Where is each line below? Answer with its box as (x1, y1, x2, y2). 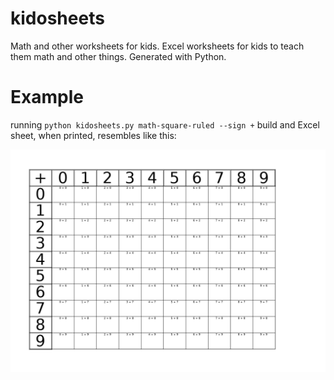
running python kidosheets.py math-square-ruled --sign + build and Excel (10, 118, 320, 131)
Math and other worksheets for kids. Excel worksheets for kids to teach (10, 40, 305, 52)
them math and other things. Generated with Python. (10, 50, 227, 62)
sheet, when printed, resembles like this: (10, 129, 177, 141)
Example (10, 86, 84, 109)
